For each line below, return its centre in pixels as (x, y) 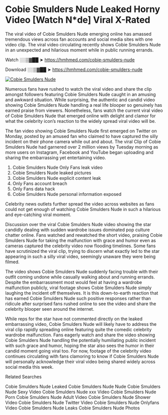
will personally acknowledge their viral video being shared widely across (80, 362)
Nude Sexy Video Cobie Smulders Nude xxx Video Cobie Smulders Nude (81, 392)
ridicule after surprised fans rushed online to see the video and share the (81, 304)
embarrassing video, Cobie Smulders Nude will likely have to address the (81, 324)
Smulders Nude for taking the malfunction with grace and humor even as (80, 240)
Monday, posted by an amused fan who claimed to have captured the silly (82, 136)
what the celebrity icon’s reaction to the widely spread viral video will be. (80, 121)
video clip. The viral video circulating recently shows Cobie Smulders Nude (83, 44)
